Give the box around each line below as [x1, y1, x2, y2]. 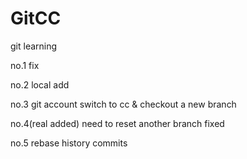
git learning [10, 40, 58, 52]
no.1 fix [10, 59, 40, 71]
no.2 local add [10, 78, 70, 91]
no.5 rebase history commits [10, 137, 128, 149]
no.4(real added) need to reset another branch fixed [10, 117, 225, 129]
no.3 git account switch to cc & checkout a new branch [10, 98, 237, 110]
